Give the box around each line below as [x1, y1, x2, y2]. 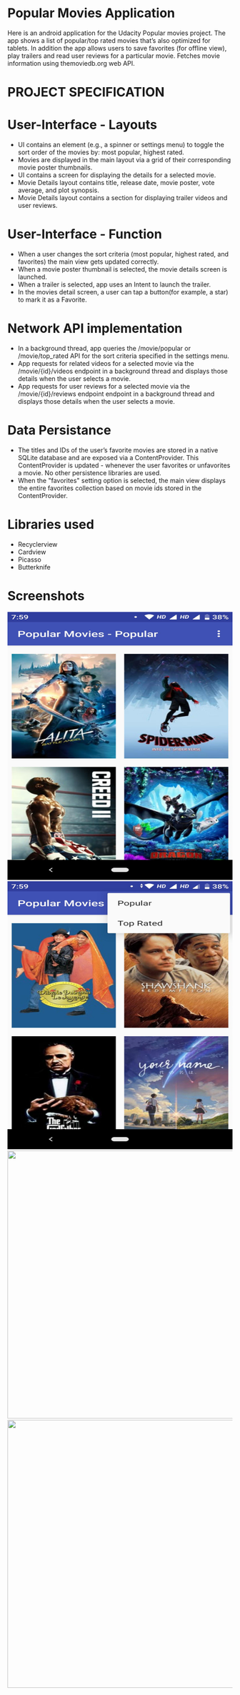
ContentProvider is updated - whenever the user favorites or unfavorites [17, 461, 231, 469]
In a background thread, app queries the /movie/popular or [17, 344, 191, 352]
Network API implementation [7, 320, 183, 337]
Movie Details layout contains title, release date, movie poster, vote [17, 179, 215, 187]
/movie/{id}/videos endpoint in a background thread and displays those [17, 367, 229, 375]
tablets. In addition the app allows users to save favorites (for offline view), [7, 44, 227, 52]
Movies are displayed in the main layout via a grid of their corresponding [17, 156, 231, 164]
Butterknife [17, 562, 51, 571]
